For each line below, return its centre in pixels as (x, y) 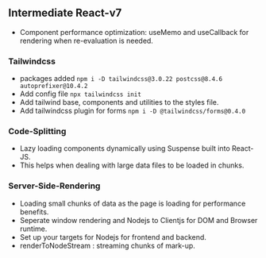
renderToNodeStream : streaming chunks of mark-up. (108, 245)
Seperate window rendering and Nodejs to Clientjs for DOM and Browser (139, 220)
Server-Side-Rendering (54, 186)
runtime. (33, 229)
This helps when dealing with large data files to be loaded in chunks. (132, 165)
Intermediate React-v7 (65, 13)
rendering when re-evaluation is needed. (86, 40)
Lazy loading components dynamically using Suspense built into (125, 148)
